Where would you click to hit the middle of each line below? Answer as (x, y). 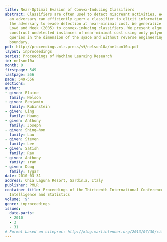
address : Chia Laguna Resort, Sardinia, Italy (54, 181)
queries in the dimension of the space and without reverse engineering (86, 38)
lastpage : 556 (20, 75)
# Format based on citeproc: (35, 232)
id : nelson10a (20, 61)
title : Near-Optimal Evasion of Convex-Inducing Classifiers (70, 10)
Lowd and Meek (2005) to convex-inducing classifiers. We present (80, 28)
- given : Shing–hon (25, 130)
